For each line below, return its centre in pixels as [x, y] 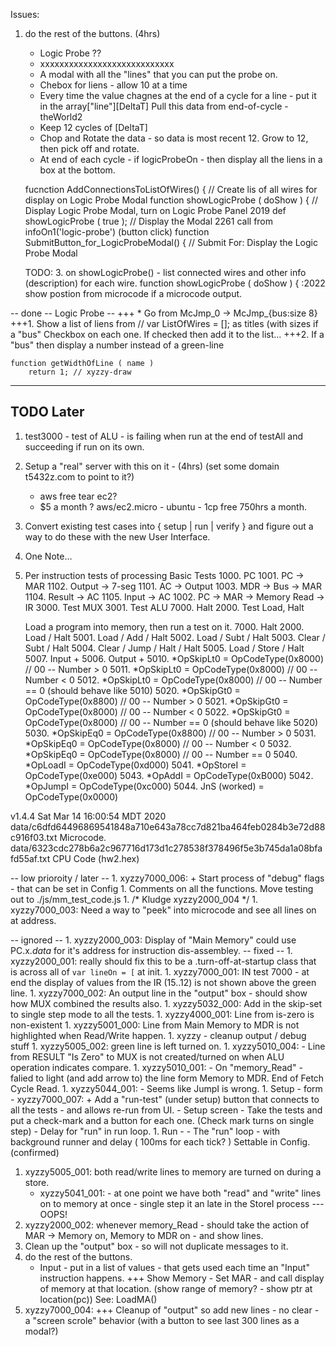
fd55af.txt [30, 858]
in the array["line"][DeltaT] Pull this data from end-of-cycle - [164, 106]
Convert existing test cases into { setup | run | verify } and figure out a [169, 526]
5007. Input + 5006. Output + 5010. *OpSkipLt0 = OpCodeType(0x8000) [174, 658]
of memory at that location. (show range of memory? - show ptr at [176, 1288]
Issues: [25, 14]
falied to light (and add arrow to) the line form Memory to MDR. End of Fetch [167, 1078]
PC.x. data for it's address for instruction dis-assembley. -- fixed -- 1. [151, 950]
